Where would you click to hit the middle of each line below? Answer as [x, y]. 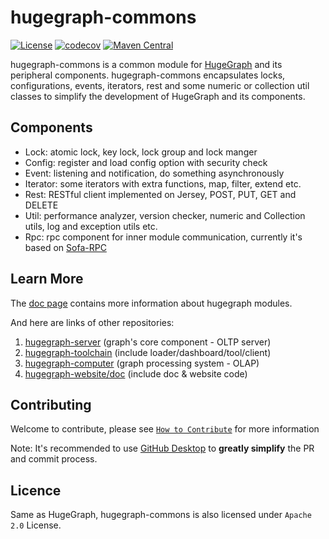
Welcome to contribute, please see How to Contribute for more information [165, 429]
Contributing [51, 404]
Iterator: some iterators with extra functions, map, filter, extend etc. [163, 183]
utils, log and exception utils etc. [91, 226]
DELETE [41, 205]
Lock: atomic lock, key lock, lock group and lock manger [141, 152]
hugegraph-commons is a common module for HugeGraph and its [146, 64]
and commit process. [54, 459]
